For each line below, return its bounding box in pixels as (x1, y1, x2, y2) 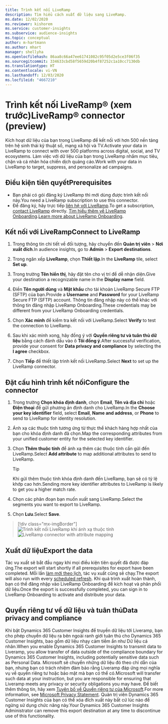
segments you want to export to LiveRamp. (12, 501, 101, 508)
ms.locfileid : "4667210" (5, 77, 57, 82)
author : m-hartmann (5, 40, 46, 45)
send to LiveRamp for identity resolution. (12, 415, 97, 421)
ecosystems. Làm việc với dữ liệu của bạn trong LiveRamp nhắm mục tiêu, (5, 153, 159, 159)
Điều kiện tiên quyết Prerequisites (5, 178, 112, 187)
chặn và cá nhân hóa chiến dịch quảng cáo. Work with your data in (5, 158, 142, 164)
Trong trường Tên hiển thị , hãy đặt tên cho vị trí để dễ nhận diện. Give (12, 271, 155, 277)
